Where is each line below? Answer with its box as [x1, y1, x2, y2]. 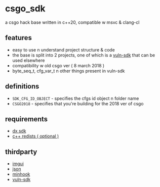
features [5, 34, 32, 42]
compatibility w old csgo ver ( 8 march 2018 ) [12, 62, 105, 68]
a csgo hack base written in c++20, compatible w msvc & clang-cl [5, 19, 140, 25]
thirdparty [5, 147, 38, 156]
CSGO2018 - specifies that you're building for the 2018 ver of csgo [12, 100, 144, 106]
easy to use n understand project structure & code [12, 47, 115, 52]
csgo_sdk [5, 3, 45, 14]
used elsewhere [12, 57, 45, 63]
